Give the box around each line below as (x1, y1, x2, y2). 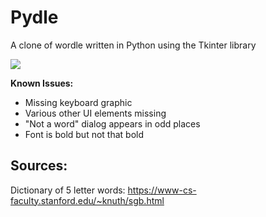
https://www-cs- (127, 184, 197, 196)
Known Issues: (10, 77, 74, 89)
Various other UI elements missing (24, 107, 167, 119)
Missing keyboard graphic (24, 96, 133, 108)
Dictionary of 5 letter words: (10, 184, 126, 196)
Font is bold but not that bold (24, 128, 144, 140)
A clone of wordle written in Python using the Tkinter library (10, 39, 257, 51)
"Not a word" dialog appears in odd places (24, 117, 201, 130)
